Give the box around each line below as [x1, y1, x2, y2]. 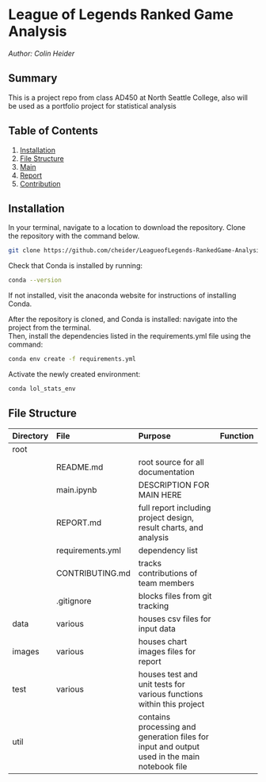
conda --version [8, 276, 62, 285]
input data [138, 623, 177, 634]
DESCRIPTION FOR [138, 479, 210, 490]
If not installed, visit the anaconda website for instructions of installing [8, 291, 237, 301]
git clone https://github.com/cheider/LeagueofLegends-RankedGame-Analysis [8, 247, 264, 255]
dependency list [138, 545, 198, 556]
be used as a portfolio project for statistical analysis [8, 101, 177, 110]
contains [138, 711, 171, 723]
